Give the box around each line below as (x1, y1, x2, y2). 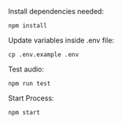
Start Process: (8, 93, 54, 103)
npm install (8, 22, 47, 30)
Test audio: (8, 64, 45, 74)
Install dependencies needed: (8, 7, 105, 16)
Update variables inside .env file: (8, 35, 115, 45)
